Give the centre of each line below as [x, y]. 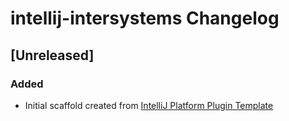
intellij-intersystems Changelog [145, 18]
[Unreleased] [52, 55]
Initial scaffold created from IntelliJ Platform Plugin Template [149, 105]
